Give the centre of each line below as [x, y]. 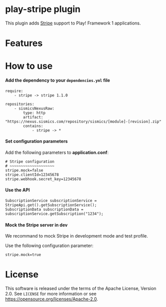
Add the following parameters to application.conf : [57, 152]
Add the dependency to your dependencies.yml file [58, 80]
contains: [33, 126]
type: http [34, 113]
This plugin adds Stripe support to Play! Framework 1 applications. [73, 23]
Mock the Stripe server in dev [36, 225]
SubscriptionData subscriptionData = [44, 209]
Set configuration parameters [37, 141]
